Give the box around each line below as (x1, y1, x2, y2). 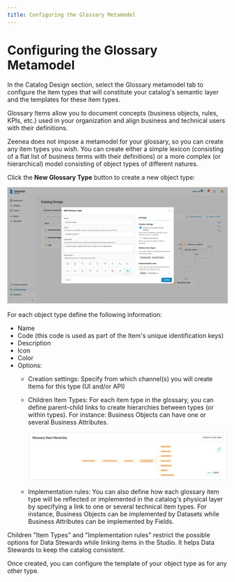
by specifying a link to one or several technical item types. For (27, 502, 207, 511)
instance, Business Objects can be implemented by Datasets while (27, 509, 220, 518)
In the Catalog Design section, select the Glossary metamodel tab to (7, 80, 204, 89)
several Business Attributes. (27, 418, 108, 426)
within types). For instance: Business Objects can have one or (27, 410, 206, 419)
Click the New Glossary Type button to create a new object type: (7, 173, 195, 181)
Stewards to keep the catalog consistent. (7, 546, 125, 554)
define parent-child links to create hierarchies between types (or (27, 403, 215, 411)
